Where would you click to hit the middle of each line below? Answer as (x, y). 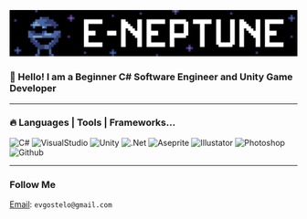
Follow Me (33, 184)
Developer (33, 89)
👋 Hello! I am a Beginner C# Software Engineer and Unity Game (151, 77)
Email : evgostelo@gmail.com (61, 204)
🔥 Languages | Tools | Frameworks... (93, 122)
